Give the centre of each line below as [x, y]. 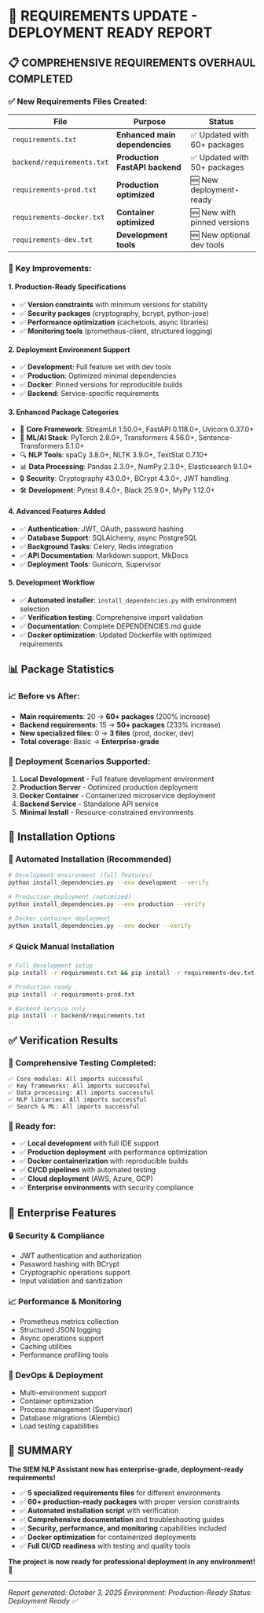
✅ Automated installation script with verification [99, 1511]
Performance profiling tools [64, 1355]
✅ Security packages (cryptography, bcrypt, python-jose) [114, 313]
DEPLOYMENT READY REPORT [110, 33]
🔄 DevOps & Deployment [56, 1376]
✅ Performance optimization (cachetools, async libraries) [114, 322]
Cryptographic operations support [75, 1272]
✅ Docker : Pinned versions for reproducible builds [101, 385]
